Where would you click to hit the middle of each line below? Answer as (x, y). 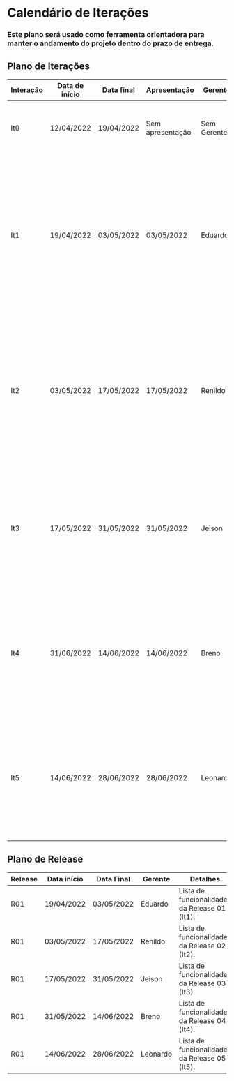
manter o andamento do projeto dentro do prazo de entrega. (111, 43)
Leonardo (156, 1054)
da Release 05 (202, 1058)
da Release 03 (202, 983)
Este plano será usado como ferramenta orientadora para (106, 35)
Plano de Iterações (49, 66)
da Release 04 (202, 1020)
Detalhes (205, 879)
